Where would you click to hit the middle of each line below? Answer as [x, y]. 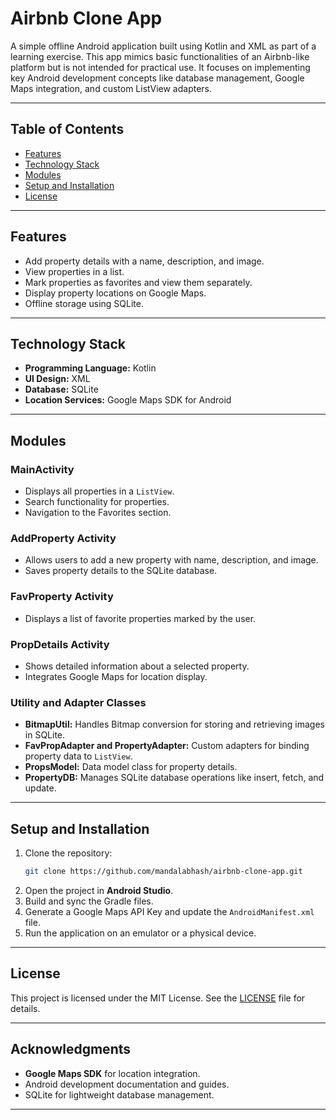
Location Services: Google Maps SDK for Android [128, 400]
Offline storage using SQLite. [84, 303]
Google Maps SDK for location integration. [112, 1073]
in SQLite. [45, 735]
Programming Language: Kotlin [90, 368]
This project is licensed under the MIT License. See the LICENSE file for [158, 998]
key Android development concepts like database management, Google [157, 78]
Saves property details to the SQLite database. [121, 571]
